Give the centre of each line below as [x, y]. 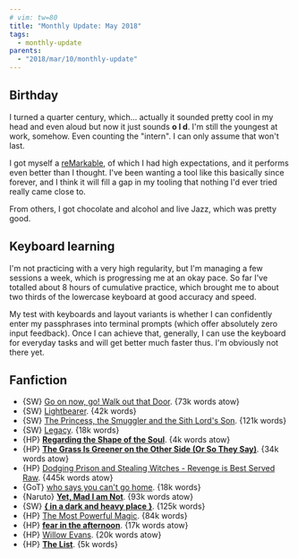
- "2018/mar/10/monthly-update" [78, 59]
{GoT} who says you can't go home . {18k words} [111, 487]
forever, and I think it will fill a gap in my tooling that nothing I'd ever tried [143, 182]
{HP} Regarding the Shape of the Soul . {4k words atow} [126, 440]
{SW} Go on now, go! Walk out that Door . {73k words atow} [131, 402]
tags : [19, 34]
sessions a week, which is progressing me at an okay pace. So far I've [139, 278]
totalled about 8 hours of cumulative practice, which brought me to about [144, 287]
